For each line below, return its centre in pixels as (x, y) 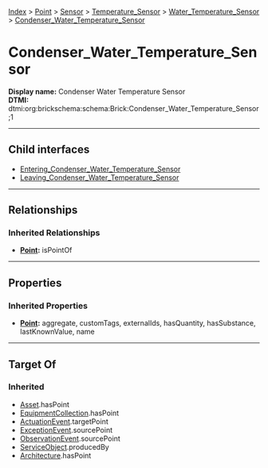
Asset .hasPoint (45, 404)
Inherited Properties (48, 306)
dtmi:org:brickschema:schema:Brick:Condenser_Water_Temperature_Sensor (134, 108)
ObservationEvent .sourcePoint (70, 438)
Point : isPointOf (46, 250)
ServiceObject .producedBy (64, 446)
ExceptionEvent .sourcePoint (66, 430)
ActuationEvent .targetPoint (64, 421)
